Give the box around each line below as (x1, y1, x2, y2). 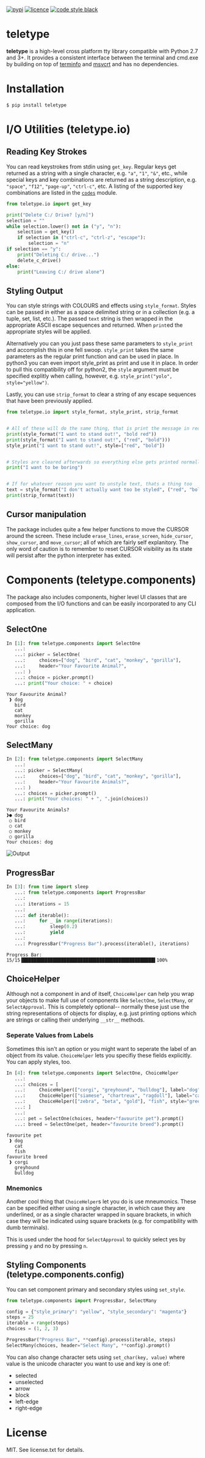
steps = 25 (6, 1314, 34, 1320)
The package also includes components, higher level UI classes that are (6, 593, 187, 600)
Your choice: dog (6, 723, 51, 730)
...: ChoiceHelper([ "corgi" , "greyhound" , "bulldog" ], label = (14, 1087, 187, 1093)
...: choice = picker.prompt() (14, 674, 95, 681)
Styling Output (6, 285, 63, 296)
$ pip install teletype (6, 102, 67, 108)
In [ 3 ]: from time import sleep (6, 884, 88, 890)
